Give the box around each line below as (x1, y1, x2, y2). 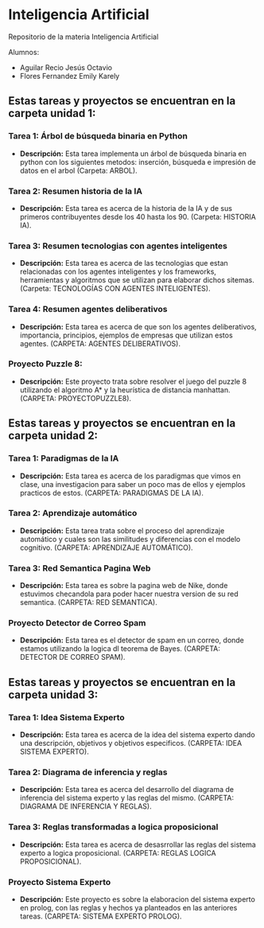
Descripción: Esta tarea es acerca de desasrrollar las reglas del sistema (19, 840, 256, 849)
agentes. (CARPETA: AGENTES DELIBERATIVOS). (19, 338, 181, 348)
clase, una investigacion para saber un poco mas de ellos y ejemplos (19, 479, 246, 489)
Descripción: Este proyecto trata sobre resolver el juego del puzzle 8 (19, 376, 247, 386)
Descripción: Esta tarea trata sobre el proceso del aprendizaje (19, 525, 225, 535)
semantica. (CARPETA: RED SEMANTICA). (19, 598, 157, 607)
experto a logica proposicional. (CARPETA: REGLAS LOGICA (19, 848, 216, 857)
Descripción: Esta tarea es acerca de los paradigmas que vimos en (19, 471, 241, 481)
